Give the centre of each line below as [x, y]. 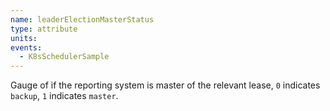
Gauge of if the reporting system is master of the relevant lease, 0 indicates [165, 85]
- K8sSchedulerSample [64, 57]
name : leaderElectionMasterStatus [82, 19]
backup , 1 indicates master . [64, 96]
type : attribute [44, 29]
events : [26, 47]
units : [24, 38]
